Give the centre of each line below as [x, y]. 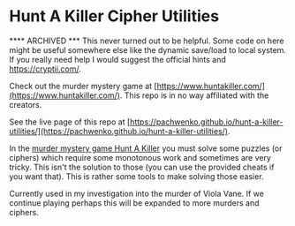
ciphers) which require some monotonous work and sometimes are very [140, 157]
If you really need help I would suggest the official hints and [118, 59]
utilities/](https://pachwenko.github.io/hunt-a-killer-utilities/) [118, 131]
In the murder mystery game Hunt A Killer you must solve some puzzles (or [146, 148]
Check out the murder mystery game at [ [83, 86]
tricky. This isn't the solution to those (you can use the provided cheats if [142, 167]
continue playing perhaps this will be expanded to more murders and [134, 203]
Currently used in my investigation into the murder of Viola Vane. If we [137, 193]
